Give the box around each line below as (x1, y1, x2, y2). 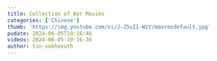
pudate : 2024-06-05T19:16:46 (7, 29, 92, 37)
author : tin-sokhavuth (7, 43, 73, 50)
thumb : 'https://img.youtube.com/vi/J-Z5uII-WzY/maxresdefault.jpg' (7, 23, 211, 30)
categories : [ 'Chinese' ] (7, 17, 80, 24)
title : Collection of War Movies (7, 10, 105, 18)
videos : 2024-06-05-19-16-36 (7, 36, 92, 43)
